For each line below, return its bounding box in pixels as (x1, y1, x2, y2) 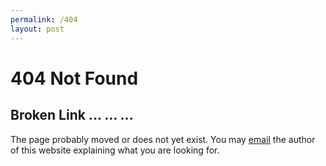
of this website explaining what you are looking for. (10, 144, 220, 156)
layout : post (10, 24, 65, 34)
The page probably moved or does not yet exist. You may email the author (10, 133, 316, 145)
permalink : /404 (10, 14, 78, 25)
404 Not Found (10, 67, 139, 90)
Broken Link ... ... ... (10, 107, 134, 124)
